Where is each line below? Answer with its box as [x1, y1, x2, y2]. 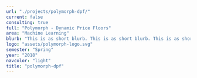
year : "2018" [6, 52, 38, 58]
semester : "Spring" [6, 47, 54, 53]
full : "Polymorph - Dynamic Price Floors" [6, 25, 111, 31]
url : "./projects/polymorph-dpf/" [6, 8, 91, 15]
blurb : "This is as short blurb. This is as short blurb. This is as [6, 36, 180, 42]
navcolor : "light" [6, 57, 51, 63]
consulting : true [6, 19, 49, 25]
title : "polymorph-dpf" [6, 63, 64, 69]
